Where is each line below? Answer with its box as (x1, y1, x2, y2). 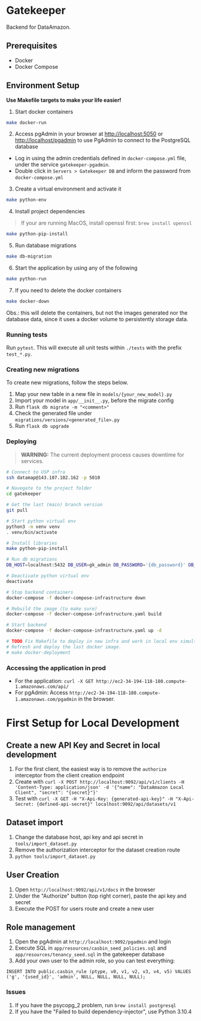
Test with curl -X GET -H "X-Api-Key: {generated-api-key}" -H (14, 795, 173, 802)
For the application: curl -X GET (14, 678, 94, 684)
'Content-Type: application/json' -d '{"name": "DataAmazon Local (14, 784, 184, 790)
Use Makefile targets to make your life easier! (6, 96, 121, 104)
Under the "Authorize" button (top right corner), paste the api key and (14, 892, 187, 899)
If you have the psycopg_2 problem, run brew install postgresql (14, 1001, 176, 1008)
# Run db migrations (6, 557, 58, 563)
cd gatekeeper (6, 491, 42, 497)
